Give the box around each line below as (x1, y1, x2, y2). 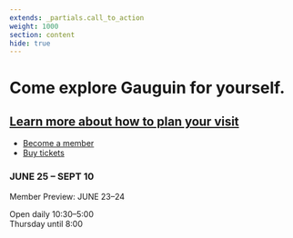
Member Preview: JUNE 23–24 (9, 191, 126, 202)
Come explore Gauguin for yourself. (9, 78, 285, 98)
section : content (9, 30, 76, 39)
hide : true (9, 38, 51, 48)
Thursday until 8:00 (9, 218, 84, 229)
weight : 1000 (9, 22, 59, 31)
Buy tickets (22, 147, 66, 159)
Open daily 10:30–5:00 (9, 208, 94, 219)
